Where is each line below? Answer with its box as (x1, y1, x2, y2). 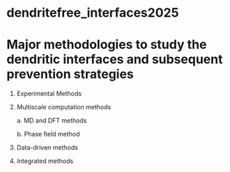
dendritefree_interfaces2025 (6, 5, 179, 21)
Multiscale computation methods (16, 103, 112, 111)
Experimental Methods (16, 89, 82, 98)
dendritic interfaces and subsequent (6, 52, 223, 68)
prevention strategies (6, 66, 134, 82)
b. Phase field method (16, 130, 80, 139)
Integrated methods (16, 157, 74, 165)
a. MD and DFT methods (16, 116, 87, 125)
